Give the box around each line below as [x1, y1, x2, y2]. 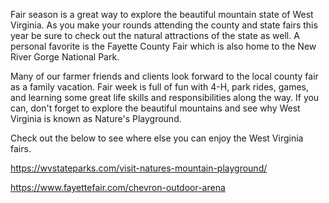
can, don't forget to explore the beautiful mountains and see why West [10, 102, 301, 114]
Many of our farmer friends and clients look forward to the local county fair [10, 70, 319, 82]
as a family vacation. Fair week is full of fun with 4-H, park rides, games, [10, 81, 309, 93]
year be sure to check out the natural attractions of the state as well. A [10, 30, 300, 41]
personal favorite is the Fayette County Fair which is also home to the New [10, 40, 317, 52]
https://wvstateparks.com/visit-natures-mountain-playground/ [10, 162, 268, 174]
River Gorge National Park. [10, 51, 120, 63]
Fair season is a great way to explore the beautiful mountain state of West [10, 9, 314, 20]
